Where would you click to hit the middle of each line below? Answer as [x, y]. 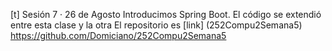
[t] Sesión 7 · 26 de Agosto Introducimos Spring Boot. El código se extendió [166, 14]
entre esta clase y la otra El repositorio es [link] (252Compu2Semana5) [156, 25]
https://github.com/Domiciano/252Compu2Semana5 [118, 35]
